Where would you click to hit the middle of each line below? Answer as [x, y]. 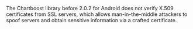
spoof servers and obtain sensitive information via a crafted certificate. [92, 20]
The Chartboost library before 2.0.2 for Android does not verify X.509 [90, 8]
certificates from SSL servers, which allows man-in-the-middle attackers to [97, 14]
